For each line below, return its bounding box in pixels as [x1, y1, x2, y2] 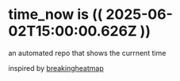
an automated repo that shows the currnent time [8, 48, 167, 57]
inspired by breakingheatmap [8, 63, 105, 72]
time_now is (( [8, 6, 103, 24]
